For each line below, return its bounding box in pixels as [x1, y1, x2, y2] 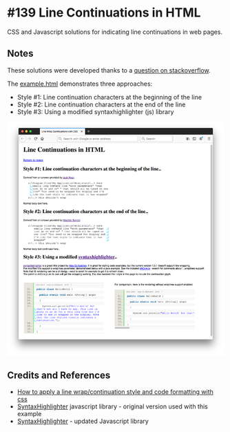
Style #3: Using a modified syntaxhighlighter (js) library [17, 107, 174, 115]
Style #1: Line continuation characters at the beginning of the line [17, 93, 202, 101]
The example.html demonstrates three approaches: [7, 79, 153, 88]
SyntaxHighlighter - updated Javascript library [17, 417, 149, 426]
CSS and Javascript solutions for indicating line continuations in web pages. [7, 28, 222, 36]
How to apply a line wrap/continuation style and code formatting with [17, 388, 213, 396]
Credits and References [7, 369, 111, 381]
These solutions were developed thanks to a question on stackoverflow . [7, 66, 211, 74]
